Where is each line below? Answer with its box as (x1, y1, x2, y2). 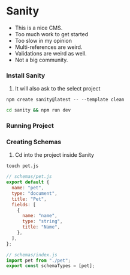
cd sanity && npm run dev (6, 107, 71, 113)
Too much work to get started (14, 30, 89, 37)
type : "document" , (11, 190, 58, 197)
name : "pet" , (11, 185, 44, 191)
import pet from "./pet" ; (6, 258, 71, 264)
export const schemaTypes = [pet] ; (6, 263, 95, 269)
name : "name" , (22, 213, 58, 219)
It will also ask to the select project (14, 85, 101, 92)
